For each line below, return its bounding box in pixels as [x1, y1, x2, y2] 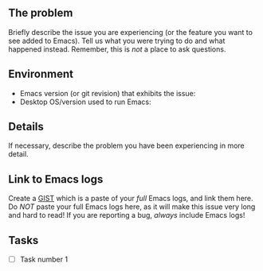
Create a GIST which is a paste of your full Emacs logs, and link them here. [8, 194, 253, 203]
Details [8, 120, 44, 134]
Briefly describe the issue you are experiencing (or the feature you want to [8, 27, 253, 37]
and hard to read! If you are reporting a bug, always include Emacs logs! [8, 211, 245, 220]
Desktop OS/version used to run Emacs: [19, 97, 151, 106]
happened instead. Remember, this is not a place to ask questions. [8, 44, 226, 54]
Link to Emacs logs [8, 172, 104, 186]
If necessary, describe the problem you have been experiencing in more [8, 141, 245, 150]
